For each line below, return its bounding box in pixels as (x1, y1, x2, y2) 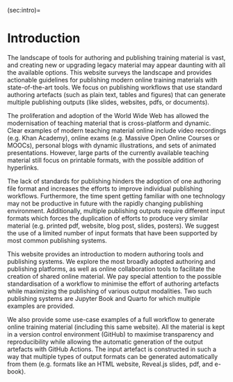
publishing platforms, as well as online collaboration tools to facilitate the (7, 265, 216, 273)
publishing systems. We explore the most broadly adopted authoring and (7, 257, 216, 265)
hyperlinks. (7, 163, 40, 172)
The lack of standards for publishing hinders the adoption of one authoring (7, 177, 221, 185)
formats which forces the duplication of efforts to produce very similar (7, 214, 209, 222)
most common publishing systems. (7, 236, 108, 244)
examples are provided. (7, 302, 75, 310)
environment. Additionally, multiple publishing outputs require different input (7, 206, 225, 215)
